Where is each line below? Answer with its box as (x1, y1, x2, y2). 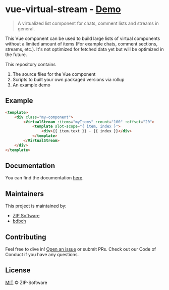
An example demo (12, 82, 50, 88)
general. (17, 25, 35, 31)
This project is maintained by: (5, 203, 67, 209)
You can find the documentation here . (5, 175, 84, 181)
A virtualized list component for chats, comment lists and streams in (17, 20, 159, 26)
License (5, 266, 31, 275)
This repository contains (5, 61, 56, 67)
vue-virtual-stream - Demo (5, 4, 121, 15)
